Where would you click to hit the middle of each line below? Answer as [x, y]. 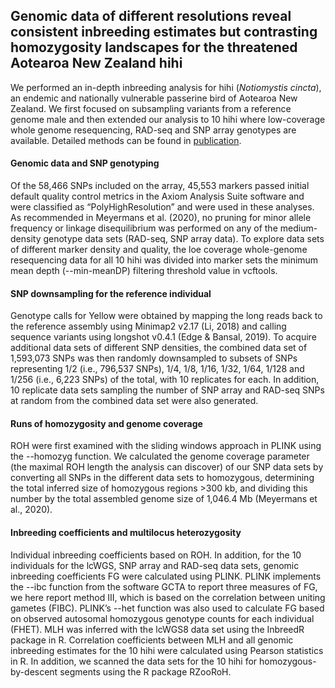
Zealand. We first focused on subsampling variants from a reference [151, 108]
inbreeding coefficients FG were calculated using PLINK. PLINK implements [166, 576]
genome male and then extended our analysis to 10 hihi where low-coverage [168, 119]
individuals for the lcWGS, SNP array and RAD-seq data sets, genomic [155, 565]
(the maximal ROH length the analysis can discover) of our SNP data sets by [167, 467]
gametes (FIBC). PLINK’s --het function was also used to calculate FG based [167, 608]
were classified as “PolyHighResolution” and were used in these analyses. [162, 207]
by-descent [34, 671]
